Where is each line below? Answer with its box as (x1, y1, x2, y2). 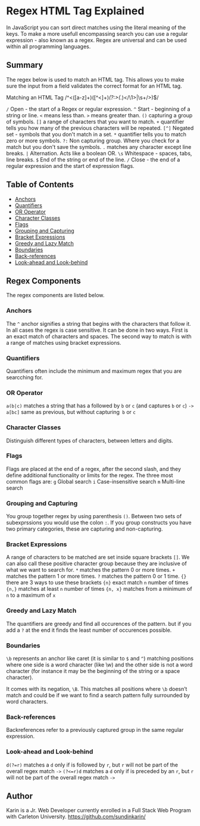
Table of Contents (6, 180, 74, 190)
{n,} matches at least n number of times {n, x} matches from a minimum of (6, 585, 192, 593)
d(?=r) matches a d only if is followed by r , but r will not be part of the (6, 761, 179, 768)
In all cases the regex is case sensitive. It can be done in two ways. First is (6, 326, 189, 333)
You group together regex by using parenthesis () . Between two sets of (6, 513, 182, 520)
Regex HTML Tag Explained (6, 4, 145, 18)
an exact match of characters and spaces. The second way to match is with (6, 332, 192, 340)
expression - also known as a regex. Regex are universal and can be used (6, 36, 187, 43)
